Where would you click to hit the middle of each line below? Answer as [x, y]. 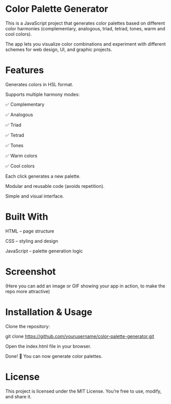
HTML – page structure [30, 231]
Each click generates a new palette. [43, 176]
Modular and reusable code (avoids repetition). [55, 186]
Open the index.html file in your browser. [48, 346]
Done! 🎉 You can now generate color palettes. [54, 356]
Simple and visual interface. [35, 196]
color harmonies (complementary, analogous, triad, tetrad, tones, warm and [85, 28]
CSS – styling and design [32, 241]
